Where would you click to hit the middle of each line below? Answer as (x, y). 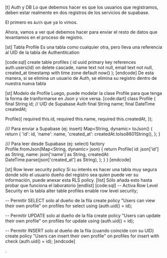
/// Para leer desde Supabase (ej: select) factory (55, 144)
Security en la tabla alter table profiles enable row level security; (71, 191)
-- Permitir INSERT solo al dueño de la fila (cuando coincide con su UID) (79, 231)
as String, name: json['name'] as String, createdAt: (57, 154)
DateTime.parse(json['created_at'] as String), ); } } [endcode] (68, 160)
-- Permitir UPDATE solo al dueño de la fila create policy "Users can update (83, 216)
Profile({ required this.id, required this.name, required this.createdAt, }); (79, 119)
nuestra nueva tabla (26, 83)
